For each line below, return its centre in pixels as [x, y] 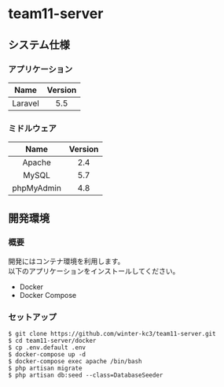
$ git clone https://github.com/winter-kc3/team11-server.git [112, 334]
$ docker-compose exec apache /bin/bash [75, 362]
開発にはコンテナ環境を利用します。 [66, 261]
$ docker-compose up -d [47, 355]
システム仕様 [39, 45]
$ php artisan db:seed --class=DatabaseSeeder [86, 375]
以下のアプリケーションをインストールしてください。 [94, 271]
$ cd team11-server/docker [52, 341]
